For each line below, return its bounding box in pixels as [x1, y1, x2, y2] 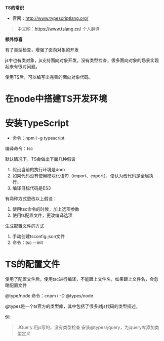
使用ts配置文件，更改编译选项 [12, 212, 73, 218]
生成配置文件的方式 [5, 223, 44, 229]
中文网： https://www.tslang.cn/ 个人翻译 [17, 26, 100, 32]
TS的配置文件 [5, 259, 60, 270]
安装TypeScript [5, 118, 69, 129]
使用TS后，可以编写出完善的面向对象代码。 [5, 74, 93, 80]
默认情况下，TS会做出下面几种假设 [5, 156, 76, 162]
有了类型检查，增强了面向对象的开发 [5, 47, 79, 52]
